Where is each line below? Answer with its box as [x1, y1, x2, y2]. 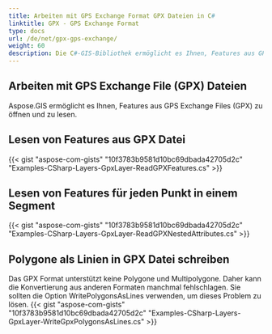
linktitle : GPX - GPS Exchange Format [8, 19, 139, 27]
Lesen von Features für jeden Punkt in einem [8, 187, 238, 201]
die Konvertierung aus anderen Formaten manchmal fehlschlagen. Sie [8, 282, 241, 292]
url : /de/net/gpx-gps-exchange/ [8, 34, 117, 43]
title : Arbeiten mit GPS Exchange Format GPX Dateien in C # [8, 11, 216, 20]
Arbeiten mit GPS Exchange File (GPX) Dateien [8, 79, 248, 93]
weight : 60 [8, 42, 45, 50]
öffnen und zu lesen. [8, 109, 78, 119]
